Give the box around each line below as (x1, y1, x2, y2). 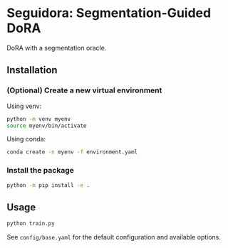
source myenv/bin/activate (6, 122, 87, 129)
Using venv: (6, 102, 42, 110)
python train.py (6, 220, 55, 227)
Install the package (6, 166, 74, 176)
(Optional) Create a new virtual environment (6, 85, 162, 95)
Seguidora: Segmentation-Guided (6, 5, 212, 21)
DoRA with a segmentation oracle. (6, 43, 107, 52)
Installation (6, 64, 58, 76)
